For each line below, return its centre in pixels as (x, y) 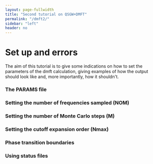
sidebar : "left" (22, 23)
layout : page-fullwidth (30, 10)
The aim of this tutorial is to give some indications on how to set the (74, 66)
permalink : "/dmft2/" (27, 19)
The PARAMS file (26, 89)
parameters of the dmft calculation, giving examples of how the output (77, 72)
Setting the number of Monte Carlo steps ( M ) (60, 116)
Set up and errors (41, 53)
